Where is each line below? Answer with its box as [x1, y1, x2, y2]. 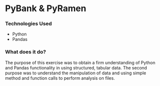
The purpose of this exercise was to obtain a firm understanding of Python [5, 59, 156, 66]
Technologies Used [5, 20, 52, 27]
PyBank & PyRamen [5, 3, 87, 14]
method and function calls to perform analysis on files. [5, 75, 115, 81]
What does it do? [5, 49, 46, 55]
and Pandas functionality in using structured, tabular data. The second [5, 65, 147, 70]
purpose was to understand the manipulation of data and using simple [5, 70, 146, 76]
